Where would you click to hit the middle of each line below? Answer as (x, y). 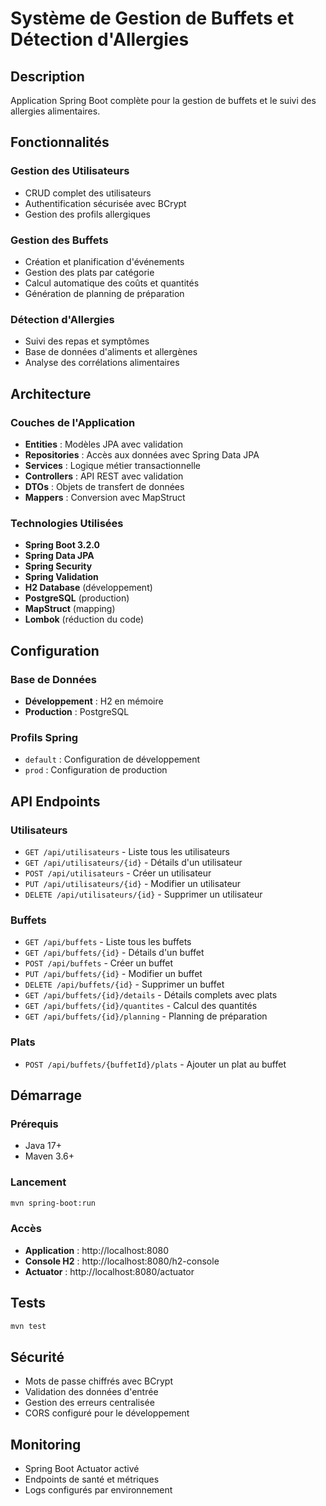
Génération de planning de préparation (104, 293)
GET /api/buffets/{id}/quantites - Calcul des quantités (141, 1006)
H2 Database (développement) (88, 588)
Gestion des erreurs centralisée (89, 1403)
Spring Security (58, 566)
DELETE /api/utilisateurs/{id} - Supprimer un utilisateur (143, 894)
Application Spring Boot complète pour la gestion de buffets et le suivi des (163, 100)
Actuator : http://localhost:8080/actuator (109, 1271)
